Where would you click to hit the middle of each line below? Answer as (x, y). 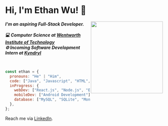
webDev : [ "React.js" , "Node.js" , (49, 90)
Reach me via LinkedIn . (29, 118)
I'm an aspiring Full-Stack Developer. (45, 24)
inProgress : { (24, 85)
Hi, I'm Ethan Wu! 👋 (46, 10)
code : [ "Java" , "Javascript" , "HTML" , (50, 81)
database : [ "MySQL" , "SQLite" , (47, 99)
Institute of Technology (30, 42)
